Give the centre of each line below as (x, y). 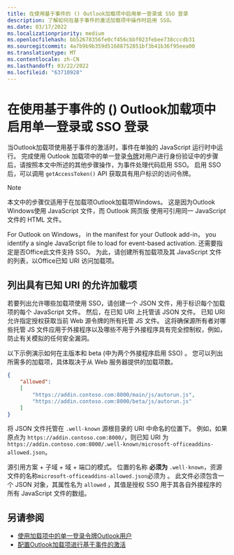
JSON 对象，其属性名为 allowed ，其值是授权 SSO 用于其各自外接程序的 (118, 485)
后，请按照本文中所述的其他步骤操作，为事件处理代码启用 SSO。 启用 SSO (114, 165)
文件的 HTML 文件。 (36, 220)
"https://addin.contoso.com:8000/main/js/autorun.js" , (114, 395)
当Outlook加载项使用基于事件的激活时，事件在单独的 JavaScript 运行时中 (112, 147)
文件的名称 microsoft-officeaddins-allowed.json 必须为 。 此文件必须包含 (113, 476)
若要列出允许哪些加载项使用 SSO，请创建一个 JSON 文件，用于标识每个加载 (116, 303)
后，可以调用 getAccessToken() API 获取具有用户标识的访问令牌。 (101, 174)
